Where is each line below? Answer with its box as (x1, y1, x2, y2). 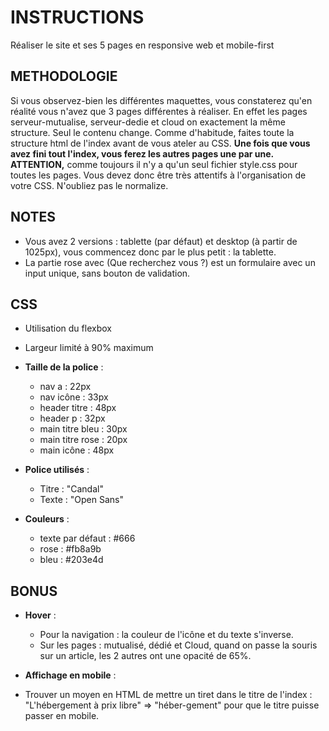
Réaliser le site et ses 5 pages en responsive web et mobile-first (10, 39, 275, 51)
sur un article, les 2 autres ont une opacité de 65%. (39, 650, 252, 662)
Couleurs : (24, 513, 70, 525)
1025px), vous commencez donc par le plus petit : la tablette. (24, 246, 277, 258)
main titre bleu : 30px (39, 423, 128, 435)
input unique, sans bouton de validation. (24, 267, 191, 279)
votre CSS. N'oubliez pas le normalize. (10, 179, 169, 191)
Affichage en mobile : (24, 669, 117, 681)
